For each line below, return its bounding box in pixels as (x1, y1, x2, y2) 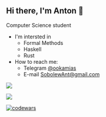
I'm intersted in (14, 33, 51, 40)
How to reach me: (14, 58, 58, 65)
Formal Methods (23, 39, 64, 46)
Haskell (23, 45, 42, 53)
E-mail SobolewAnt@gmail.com (23, 70, 100, 77)
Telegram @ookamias (23, 64, 77, 71)
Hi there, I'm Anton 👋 (6, 6, 84, 16)
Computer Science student (6, 21, 72, 28)
